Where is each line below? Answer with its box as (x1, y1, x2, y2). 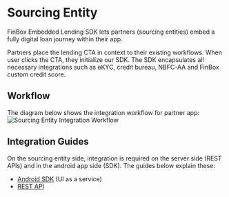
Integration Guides (7, 136, 90, 147)
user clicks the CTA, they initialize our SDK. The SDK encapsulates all (7, 55, 205, 63)
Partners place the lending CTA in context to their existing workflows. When (7, 48, 223, 56)
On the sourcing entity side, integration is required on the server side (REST (7, 154, 222, 163)
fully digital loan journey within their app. (7, 34, 123, 43)
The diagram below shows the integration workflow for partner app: (7, 108, 200, 116)
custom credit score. (7, 70, 66, 79)
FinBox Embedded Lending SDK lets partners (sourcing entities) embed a (7, 28, 215, 36)
